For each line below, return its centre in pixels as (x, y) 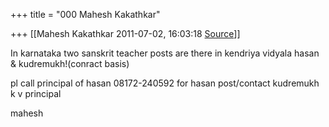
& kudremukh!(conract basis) (70, 63)
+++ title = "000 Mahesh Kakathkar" (85, 14)
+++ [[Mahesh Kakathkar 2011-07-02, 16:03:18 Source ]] (125, 33)
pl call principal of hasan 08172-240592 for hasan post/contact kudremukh (165, 83)
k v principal (36, 93)
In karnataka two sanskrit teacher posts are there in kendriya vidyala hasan (165, 53)
